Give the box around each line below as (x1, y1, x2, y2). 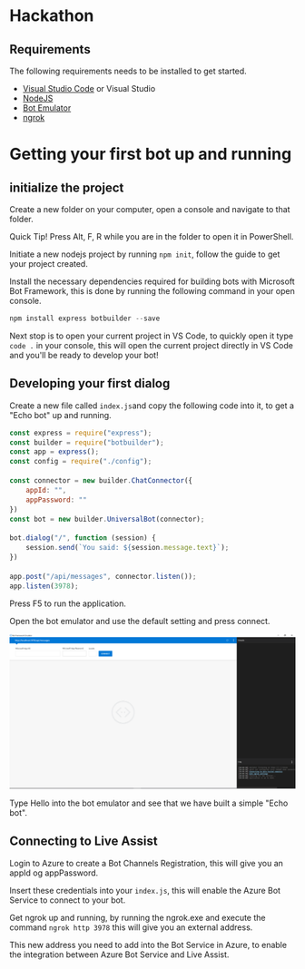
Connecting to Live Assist (9, 834, 158, 849)
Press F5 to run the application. (9, 598, 127, 609)
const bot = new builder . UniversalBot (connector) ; (9, 514, 205, 524)
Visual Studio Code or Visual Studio (22, 83, 156, 93)
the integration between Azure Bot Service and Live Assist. (9, 949, 230, 960)
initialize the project (9, 180, 124, 195)
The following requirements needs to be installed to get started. (9, 65, 247, 76)
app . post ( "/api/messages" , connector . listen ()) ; (9, 572, 197, 581)
